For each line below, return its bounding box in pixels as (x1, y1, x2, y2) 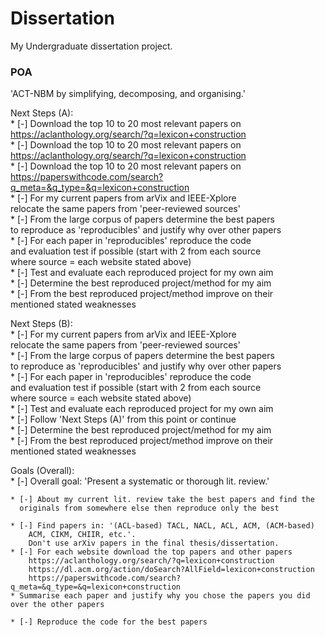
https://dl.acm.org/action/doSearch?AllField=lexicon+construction (28, 565, 315, 575)
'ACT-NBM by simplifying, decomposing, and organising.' (10, 88, 246, 100)
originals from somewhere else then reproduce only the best (19, 503, 280, 514)
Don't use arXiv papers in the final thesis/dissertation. (28, 538, 280, 549)
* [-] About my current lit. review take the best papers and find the (10, 495, 315, 505)
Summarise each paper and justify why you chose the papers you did (19, 591, 311, 601)
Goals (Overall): (10, 465, 75, 477)
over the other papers (10, 600, 105, 610)
